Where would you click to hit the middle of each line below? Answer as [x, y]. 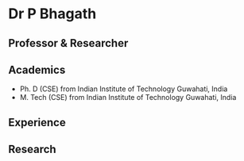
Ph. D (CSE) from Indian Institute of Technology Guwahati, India [124, 89]
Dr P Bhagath [52, 14]
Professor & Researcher [68, 43]
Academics [37, 69]
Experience [37, 123]
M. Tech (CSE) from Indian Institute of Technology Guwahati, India [128, 98]
